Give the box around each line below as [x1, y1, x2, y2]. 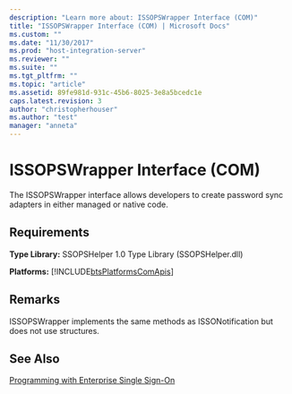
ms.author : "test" [9, 113, 78, 122]
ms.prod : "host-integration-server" [9, 47, 146, 56]
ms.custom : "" [9, 30, 63, 39]
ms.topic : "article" [9, 80, 87, 89]
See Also [9, 351, 60, 366]
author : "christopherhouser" [9, 105, 118, 114]
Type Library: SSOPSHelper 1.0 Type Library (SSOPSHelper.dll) [9, 248, 244, 260]
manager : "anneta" [9, 122, 78, 131]
